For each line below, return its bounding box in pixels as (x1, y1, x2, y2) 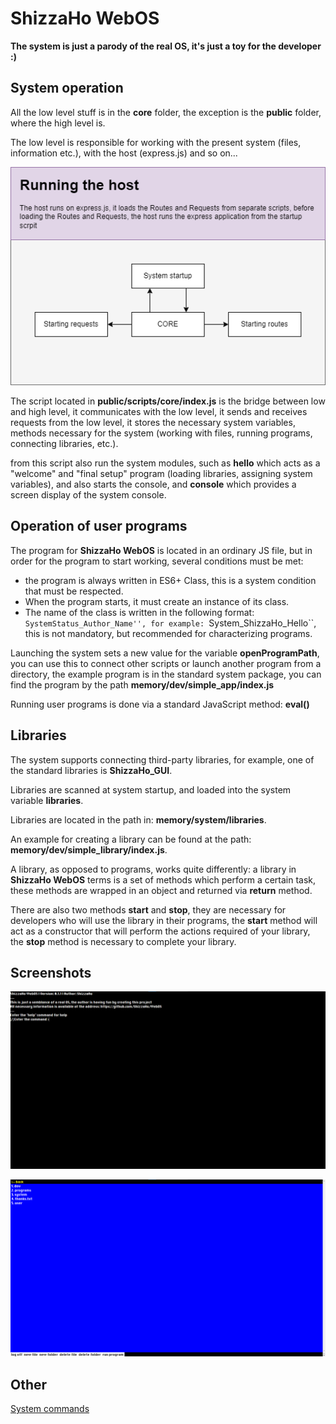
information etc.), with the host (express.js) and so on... (10, 147, 238, 159)
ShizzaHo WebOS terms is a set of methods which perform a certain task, (10, 873, 317, 886)
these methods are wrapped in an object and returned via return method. (10, 884, 313, 896)
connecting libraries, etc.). (10, 437, 119, 449)
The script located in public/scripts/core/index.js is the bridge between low (10, 395, 326, 407)
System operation (10, 80, 124, 97)
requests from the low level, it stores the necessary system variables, (10, 416, 296, 428)
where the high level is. (10, 117, 106, 129)
